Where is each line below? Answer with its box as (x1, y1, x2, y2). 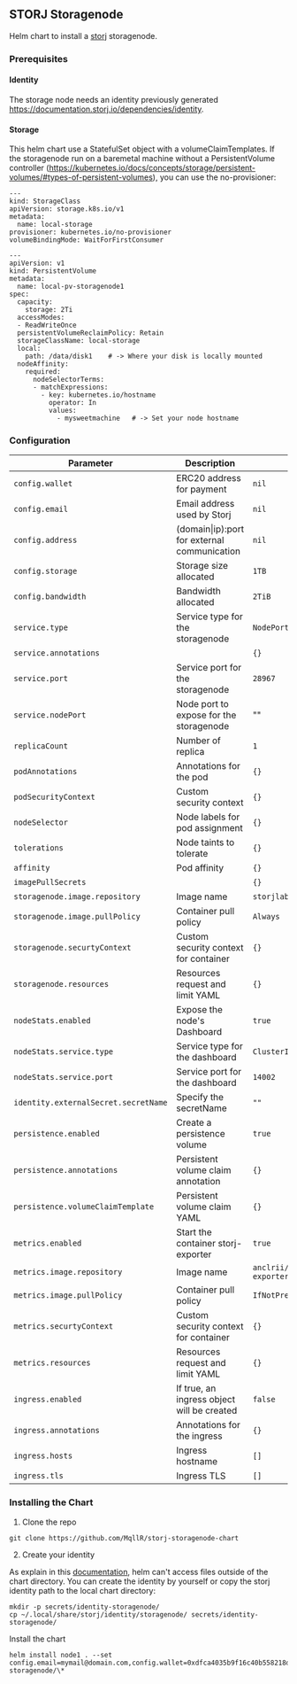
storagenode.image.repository (13, 892, 141, 902)
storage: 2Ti (25, 306, 73, 314)
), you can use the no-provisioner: (152, 172, 277, 182)
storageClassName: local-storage (17, 337, 141, 345)
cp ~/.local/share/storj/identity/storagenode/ (9, 1610, 188, 1619)
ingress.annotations (13, 1425, 100, 1436)
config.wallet (13, 478, 73, 489)
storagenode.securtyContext (13, 943, 132, 953)
